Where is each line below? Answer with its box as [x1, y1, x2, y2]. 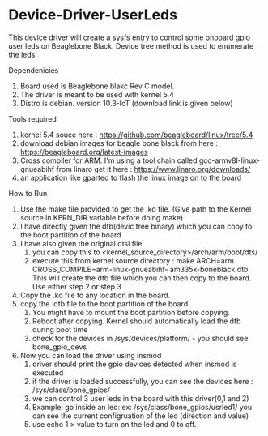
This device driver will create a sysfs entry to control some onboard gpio [8, 32, 251, 42]
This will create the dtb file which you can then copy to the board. [32, 273, 252, 283]
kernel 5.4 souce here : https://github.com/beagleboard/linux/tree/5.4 [19, 130, 253, 139]
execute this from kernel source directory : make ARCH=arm [32, 255, 235, 265]
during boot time [32, 324, 88, 334]
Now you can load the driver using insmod [19, 350, 162, 360]
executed [32, 367, 64, 378]
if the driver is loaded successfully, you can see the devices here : [32, 376, 253, 386]
